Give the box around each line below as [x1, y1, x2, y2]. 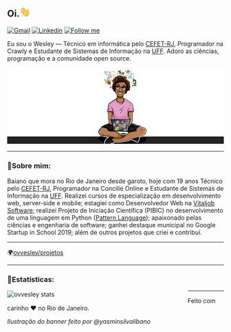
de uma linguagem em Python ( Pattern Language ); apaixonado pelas [7, 214, 201, 222]
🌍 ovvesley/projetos [7, 248, 64, 256]
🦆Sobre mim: [7, 161, 52, 171]
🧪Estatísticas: [7, 274, 55, 284]
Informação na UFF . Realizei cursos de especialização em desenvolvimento [7, 191, 221, 200]
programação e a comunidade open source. [7, 54, 132, 63]
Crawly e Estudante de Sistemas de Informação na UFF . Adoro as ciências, [7, 47, 219, 55]
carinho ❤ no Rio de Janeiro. [7, 304, 90, 313]
